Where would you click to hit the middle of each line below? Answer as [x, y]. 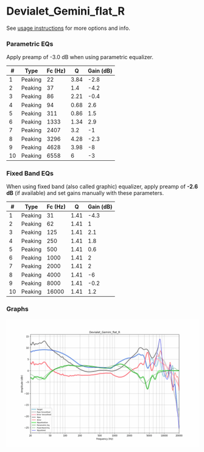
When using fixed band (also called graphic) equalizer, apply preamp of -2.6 [102, 186]
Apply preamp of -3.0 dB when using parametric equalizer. [80, 57]
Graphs [17, 309]
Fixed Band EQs [30, 173]
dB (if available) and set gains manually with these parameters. [85, 193]
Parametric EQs [30, 44]
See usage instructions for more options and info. [69, 28]
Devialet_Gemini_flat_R [65, 11]
